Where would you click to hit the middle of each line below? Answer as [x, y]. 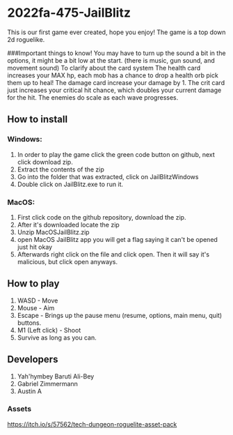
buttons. [29, 323]
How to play [33, 284]
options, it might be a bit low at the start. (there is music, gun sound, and [111, 60]
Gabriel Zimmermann [48, 383]
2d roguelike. [26, 39]
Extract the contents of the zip [61, 169]
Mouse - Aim [36, 307]
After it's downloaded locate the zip [68, 224]
